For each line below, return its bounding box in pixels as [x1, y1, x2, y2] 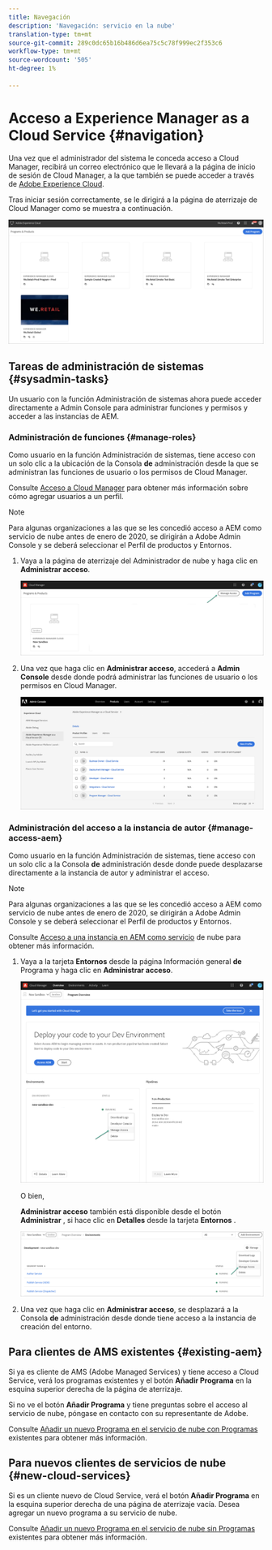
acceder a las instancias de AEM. [8, 411, 120, 421]
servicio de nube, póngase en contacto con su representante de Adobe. [8, 1408, 249, 1418]
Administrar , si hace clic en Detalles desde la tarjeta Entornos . [19, 1216, 236, 1225]
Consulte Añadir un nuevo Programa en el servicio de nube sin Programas [8, 1523, 256, 1533]
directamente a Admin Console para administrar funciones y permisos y [8, 403, 249, 412]
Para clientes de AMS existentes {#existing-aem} [8, 1345, 263, 1359]
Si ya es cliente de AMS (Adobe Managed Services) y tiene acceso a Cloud [8, 1367, 259, 1376]
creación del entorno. [19, 1321, 92, 1331]
